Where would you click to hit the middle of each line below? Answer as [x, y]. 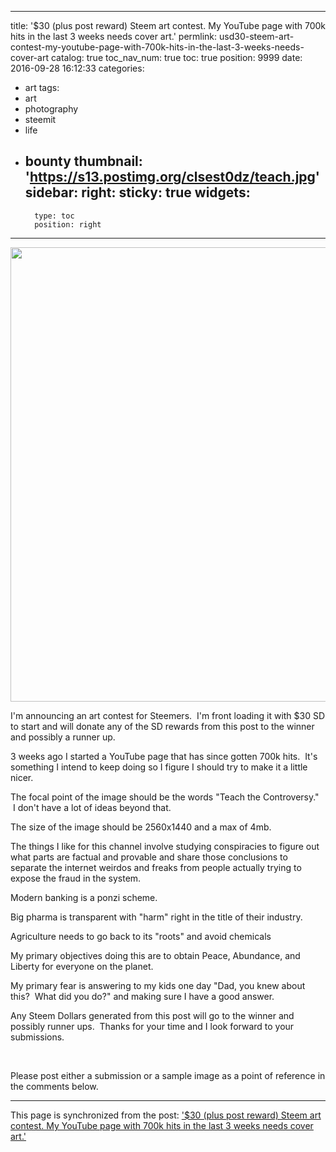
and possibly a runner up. [63, 737]
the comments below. [54, 1086]
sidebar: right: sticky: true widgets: [137, 192]
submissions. [37, 1037]
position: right [68, 224]
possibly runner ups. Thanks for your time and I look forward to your [152, 1026]
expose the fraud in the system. [76, 878]
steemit [40, 119]
